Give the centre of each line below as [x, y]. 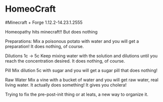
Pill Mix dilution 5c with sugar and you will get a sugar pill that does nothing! [81, 70]
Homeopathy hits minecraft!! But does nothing [51, 32]
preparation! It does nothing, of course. [44, 46]
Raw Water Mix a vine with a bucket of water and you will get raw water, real [82, 80]
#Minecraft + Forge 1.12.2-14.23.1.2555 [44, 22]
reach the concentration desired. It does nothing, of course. [65, 61]
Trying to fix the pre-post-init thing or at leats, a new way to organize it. [77, 94]
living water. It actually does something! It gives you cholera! [66, 85]
